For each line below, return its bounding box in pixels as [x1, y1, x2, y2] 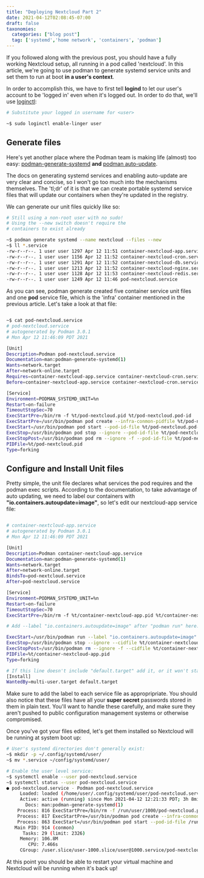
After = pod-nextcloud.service [6, 578, 80, 585]
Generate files [6, 137, 61, 148]
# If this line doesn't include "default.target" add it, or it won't [6, 668, 189, 674]
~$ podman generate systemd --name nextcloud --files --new [6, 237, 162, 243]
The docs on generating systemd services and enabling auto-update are [6, 171, 188, 179]
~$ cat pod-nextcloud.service [6, 317, 83, 324]
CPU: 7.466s [28, 842, 59, 848]
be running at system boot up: [6, 734, 82, 741]
